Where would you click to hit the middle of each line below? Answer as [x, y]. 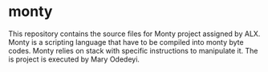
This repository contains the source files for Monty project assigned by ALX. [134, 34]
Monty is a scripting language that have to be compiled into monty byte [126, 42]
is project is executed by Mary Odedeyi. [74, 59]
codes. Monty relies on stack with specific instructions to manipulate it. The [133, 50]
